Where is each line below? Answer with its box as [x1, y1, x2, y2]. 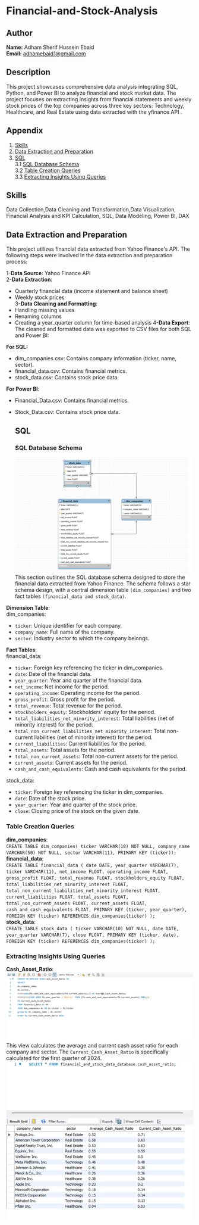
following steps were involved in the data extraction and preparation [6, 252, 173, 259]
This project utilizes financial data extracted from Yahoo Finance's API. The [6, 245, 190, 253]
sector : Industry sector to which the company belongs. [14, 635, 150, 642]
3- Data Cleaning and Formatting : [14, 300, 98, 307]
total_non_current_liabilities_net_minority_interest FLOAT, [6, 887, 161, 894]
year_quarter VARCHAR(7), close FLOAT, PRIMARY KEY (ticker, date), [6, 932, 179, 938]
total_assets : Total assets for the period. [14, 746, 116, 754]
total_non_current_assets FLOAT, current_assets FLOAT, [6, 900, 147, 906]
